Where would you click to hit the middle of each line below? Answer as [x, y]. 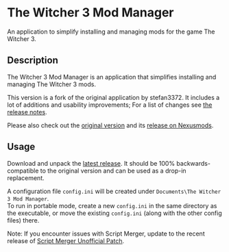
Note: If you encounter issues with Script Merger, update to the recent [106, 234]
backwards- [194, 163]
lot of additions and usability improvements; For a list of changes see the [110, 105]
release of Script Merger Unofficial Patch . [66, 240]
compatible [23, 171]
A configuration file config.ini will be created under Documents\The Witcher [114, 191]
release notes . [27, 112]
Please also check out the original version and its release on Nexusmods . [110, 125]
